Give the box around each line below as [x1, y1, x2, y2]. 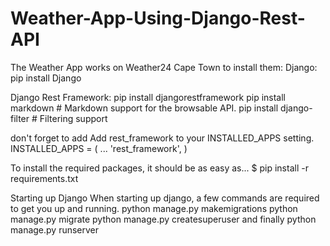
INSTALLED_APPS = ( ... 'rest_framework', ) [10, 142, 188, 154]
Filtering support [39, 112, 108, 124]
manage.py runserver [10, 223, 100, 236]
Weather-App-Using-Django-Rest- [10, 7, 306, 30]
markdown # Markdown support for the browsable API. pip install [10, 102, 279, 114]
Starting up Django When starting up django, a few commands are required [10, 192, 320, 204]
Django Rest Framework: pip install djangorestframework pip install [10, 91, 286, 103]
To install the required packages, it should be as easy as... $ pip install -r [10, 162, 309, 174]
